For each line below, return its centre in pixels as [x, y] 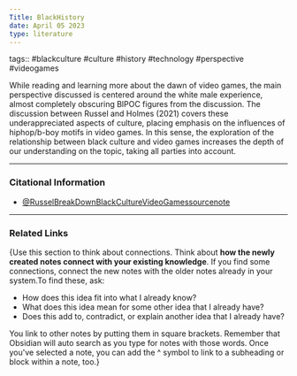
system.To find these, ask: [57, 280]
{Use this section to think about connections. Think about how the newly [142, 252]
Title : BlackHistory [47, 17]
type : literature [41, 34]
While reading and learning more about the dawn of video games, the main [145, 86]
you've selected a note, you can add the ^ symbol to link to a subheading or [147, 352]
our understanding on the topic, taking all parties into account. [123, 151]
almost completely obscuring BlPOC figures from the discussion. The [135, 104]
